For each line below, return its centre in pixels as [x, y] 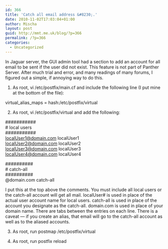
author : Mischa [21, 24]
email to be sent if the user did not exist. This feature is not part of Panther [82, 67]
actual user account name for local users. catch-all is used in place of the [81, 200]
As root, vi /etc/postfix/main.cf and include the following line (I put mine [86, 87]
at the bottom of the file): [38, 93]
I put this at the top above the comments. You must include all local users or [83, 190]
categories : [18, 43]
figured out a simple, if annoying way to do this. [54, 77]
